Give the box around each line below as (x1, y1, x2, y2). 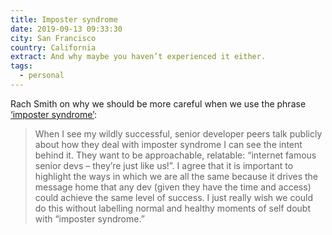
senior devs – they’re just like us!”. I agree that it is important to (34, 159, 294, 171)
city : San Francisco (10, 33, 97, 43)
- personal (19, 71, 65, 81)
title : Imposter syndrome (10, 14, 118, 25)
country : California (10, 42, 97, 53)
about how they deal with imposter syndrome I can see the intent (34, 138, 303, 150)
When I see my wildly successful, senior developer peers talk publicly (34, 127, 323, 140)
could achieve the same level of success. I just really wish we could (34, 191, 314, 203)
